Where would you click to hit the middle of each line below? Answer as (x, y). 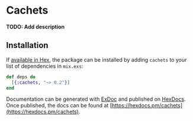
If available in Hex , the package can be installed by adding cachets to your (96, 59)
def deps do (21, 77)
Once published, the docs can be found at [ (59, 106)
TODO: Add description (36, 27)
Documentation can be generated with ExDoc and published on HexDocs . (96, 99)
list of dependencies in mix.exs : (45, 66)
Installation (27, 45)
